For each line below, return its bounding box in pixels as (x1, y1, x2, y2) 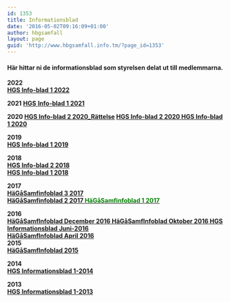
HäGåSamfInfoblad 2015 (7, 246, 79, 255)
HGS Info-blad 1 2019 (7, 140, 69, 149)
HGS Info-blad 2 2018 (7, 161, 70, 169)
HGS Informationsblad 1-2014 (7, 267, 94, 275)
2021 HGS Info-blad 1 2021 (7, 99, 85, 107)
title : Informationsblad (7, 17, 79, 23)
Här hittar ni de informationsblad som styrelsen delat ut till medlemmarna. (7, 63, 224, 72)
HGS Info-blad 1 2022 (7, 86, 70, 94)
